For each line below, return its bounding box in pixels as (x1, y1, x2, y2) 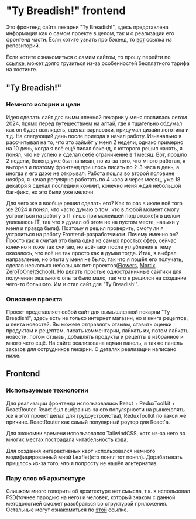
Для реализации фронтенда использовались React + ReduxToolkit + (6, 400, 176, 407)
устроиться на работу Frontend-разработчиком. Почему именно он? (6, 231, 178, 238)
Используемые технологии (6, 386, 89, 394)
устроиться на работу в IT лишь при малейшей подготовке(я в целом (6, 212, 180, 219)
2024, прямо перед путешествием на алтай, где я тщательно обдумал (6, 120, 183, 127)
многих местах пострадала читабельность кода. (6, 436, 129, 443)
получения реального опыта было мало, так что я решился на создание (6, 274, 187, 281)
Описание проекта (6, 295, 63, 303)
